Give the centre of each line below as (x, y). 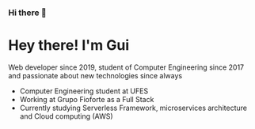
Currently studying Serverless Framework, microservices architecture (133, 108)
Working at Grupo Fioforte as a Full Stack (87, 99)
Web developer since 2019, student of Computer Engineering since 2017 (126, 67)
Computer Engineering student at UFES (84, 91)
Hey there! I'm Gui (69, 46)
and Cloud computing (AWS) (66, 116)
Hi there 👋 (28, 13)
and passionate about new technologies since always (95, 75)
